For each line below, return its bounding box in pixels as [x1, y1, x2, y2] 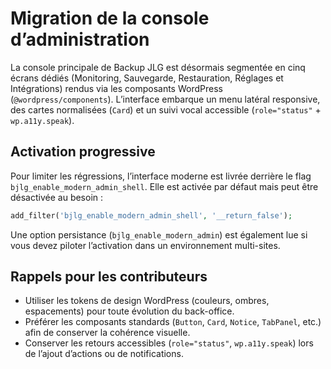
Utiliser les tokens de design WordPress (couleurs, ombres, [24, 295, 270, 307]
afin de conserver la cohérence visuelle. [24, 327, 191, 339]
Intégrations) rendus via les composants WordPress [10, 82, 223, 94]
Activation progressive [10, 143, 156, 161]
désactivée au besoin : [10, 191, 104, 203]
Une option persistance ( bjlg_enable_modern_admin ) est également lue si [10, 228, 308, 241]
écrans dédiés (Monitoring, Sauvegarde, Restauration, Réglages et [10, 72, 284, 84]
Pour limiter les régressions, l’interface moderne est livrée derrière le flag [10, 170, 312, 182]
